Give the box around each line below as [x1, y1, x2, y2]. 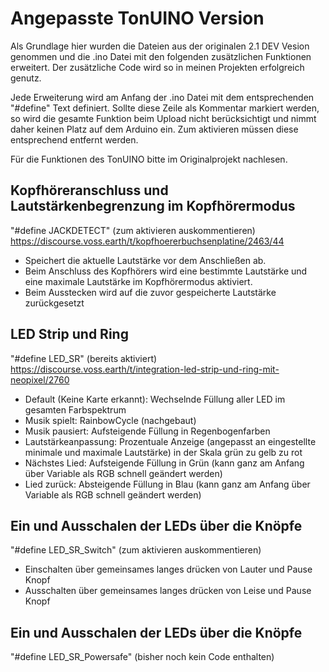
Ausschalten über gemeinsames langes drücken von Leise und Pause [24, 585, 312, 597]
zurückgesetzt [24, 297, 85, 309]
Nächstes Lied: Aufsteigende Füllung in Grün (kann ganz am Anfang [24, 457, 305, 469]
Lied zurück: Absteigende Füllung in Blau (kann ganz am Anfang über [24, 478, 311, 490]
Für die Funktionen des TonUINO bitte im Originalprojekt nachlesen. [10, 153, 288, 165]
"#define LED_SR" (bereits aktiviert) [10, 352, 158, 364]
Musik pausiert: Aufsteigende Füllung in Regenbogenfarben [24, 425, 271, 437]
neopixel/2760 [10, 373, 70, 386]
